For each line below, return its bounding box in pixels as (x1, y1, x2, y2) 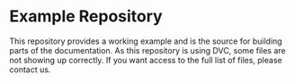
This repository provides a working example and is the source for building (9, 36, 282, 46)
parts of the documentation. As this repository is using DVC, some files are (9, 45, 286, 55)
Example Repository (9, 6, 164, 27)
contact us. (9, 64, 51, 75)
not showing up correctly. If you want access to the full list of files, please (9, 54, 282, 65)
